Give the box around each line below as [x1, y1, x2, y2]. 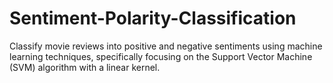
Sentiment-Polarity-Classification [9, 7, 297, 30]
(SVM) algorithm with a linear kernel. [9, 61, 161, 73]
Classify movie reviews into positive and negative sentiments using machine [9, 40, 323, 52]
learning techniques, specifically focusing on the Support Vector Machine [9, 50, 313, 62]
